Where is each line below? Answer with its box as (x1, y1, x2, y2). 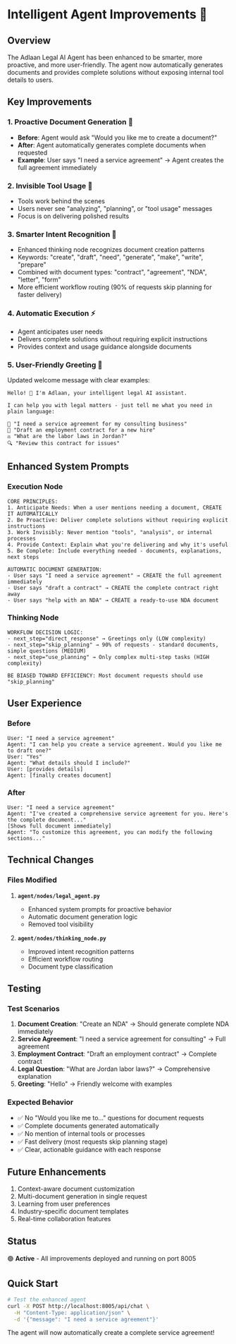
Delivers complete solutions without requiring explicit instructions (17, 334, 208, 343)
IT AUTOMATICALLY (7, 510, 58, 517)
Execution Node (7, 482, 63, 492)
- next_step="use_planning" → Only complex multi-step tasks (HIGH (7, 653, 210, 660)
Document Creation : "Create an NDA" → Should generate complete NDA (17, 1019, 230, 1029)
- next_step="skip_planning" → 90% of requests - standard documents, (7, 641, 219, 648)
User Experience (7, 698, 82, 710)
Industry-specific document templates (17, 1207, 129, 1216)
